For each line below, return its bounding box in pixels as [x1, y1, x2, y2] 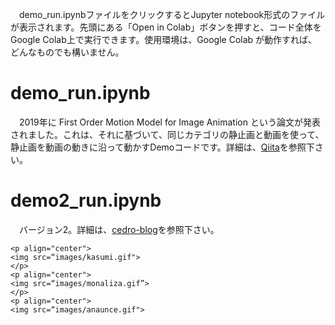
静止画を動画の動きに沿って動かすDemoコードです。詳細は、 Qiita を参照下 [10, 141, 315, 153]
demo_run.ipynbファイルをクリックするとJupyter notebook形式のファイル [18, 9, 326, 20]
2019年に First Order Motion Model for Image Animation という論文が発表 [18, 116, 321, 128]
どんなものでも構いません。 [10, 46, 125, 58]
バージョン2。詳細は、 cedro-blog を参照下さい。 [18, 223, 220, 235]
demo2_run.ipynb [10, 189, 162, 212]
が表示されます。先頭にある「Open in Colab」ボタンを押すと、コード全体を [10, 21, 322, 33]
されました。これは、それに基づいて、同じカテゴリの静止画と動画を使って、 [10, 128, 325, 140]
